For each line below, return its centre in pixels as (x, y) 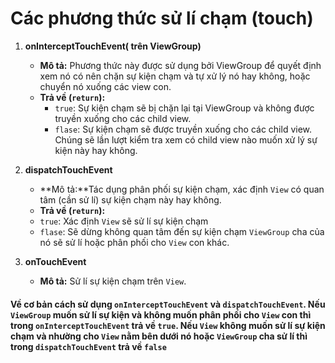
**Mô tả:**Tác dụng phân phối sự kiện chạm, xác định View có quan (182, 189)
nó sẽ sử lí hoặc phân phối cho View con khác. (134, 242)
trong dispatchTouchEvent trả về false (88, 346)
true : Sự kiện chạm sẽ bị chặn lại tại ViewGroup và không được (184, 108)
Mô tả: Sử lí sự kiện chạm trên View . (113, 281)
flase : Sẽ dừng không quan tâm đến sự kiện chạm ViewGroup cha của (182, 231)
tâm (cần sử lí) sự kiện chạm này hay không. (130, 199)
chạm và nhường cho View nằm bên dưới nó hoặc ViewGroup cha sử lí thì (159, 336)
